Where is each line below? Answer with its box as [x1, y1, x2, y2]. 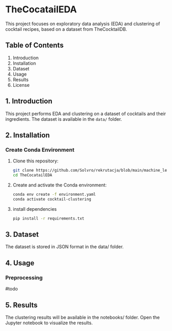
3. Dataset [5, 230, 39, 239]
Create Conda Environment [5, 146, 74, 153]
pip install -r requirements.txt [12, 216, 85, 221]
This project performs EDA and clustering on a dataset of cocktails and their [5, 111, 166, 117]
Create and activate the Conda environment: [12, 182, 107, 188]
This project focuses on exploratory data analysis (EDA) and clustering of [5, 21, 160, 27]
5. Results [5, 301, 38, 309]
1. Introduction [5, 97, 52, 106]
